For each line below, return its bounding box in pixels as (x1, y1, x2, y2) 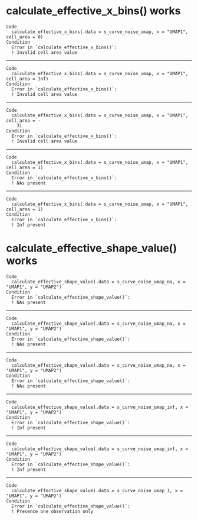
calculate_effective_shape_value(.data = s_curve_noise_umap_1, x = (11, 487, 183, 493)
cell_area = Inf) (6, 76, 49, 82)
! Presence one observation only (11, 508, 94, 514)
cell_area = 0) (6, 34, 44, 40)
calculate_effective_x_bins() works (6, 4, 181, 18)
